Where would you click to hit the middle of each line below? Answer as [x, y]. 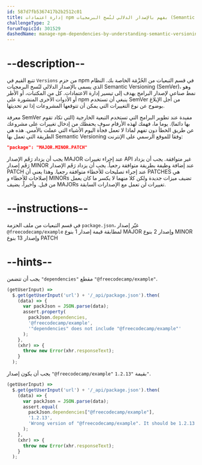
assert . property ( [44, 312]
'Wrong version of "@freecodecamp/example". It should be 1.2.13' [113, 424]
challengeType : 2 [28, 23]
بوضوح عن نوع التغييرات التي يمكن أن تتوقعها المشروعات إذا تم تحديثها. [86, 106]
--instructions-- [48, 209]
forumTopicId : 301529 [34, 28]
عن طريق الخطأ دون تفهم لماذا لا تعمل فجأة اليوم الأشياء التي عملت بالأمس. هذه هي [100, 130]
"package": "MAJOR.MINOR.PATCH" [47, 147]
